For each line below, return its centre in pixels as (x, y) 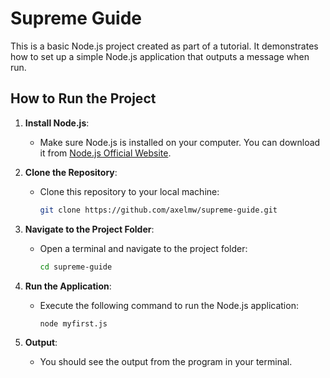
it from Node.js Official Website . (105, 153)
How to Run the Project (83, 98)
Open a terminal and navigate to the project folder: (143, 248)
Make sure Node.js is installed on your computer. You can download (180, 142)
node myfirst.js (73, 323)
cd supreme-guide (76, 267)
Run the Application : (68, 286)
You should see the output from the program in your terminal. (166, 362)
